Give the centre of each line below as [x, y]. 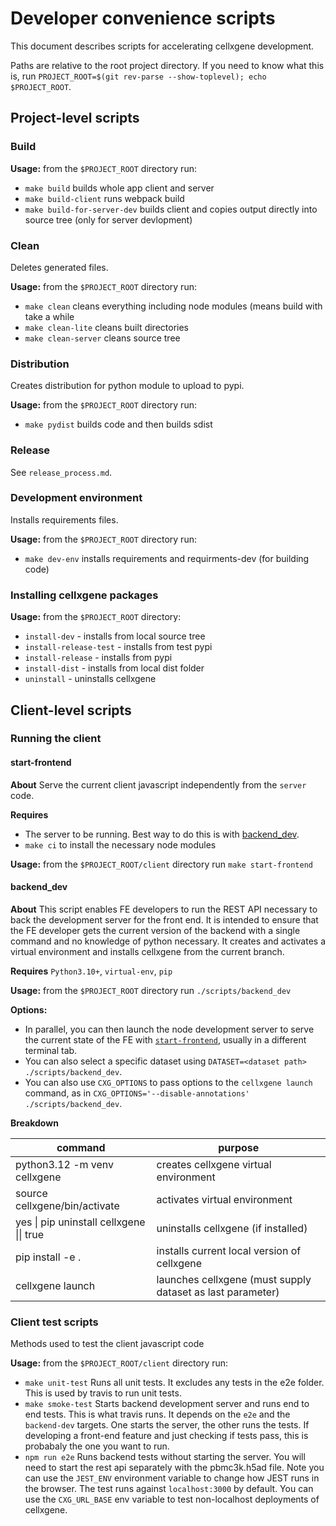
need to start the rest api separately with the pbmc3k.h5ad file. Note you [174, 1468]
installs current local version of [229, 1250]
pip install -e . [48, 1257]
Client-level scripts [71, 710]
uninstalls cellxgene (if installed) [232, 1228]
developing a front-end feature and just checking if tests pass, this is [166, 1436]
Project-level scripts [75, 118]
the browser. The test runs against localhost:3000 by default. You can [169, 1489]
